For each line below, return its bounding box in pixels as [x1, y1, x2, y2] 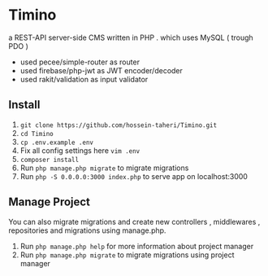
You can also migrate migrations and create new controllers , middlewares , [8, 217, 261, 226]
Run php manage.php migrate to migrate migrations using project [19, 250, 235, 260]
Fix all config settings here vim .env [19, 145, 140, 156]
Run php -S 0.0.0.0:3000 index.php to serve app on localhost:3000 [19, 171, 248, 181]
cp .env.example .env [19, 138, 93, 147]
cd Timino [19, 129, 54, 138]
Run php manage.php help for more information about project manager [19, 241, 254, 251]
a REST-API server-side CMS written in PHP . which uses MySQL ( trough [8, 33, 253, 42]
